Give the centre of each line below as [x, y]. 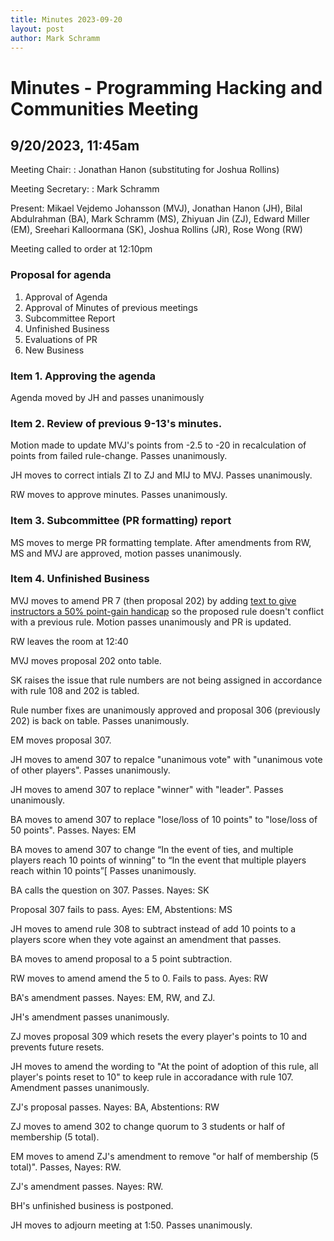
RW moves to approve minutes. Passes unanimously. [119, 495]
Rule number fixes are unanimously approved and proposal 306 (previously [165, 710]
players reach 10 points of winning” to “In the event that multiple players [158, 860]
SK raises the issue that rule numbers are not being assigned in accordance [166, 680]
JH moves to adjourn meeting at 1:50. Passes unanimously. [131, 1225]
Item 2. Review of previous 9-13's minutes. [116, 423]
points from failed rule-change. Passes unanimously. [119, 456]
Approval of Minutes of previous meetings [111, 307]
